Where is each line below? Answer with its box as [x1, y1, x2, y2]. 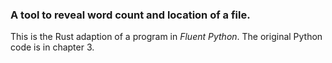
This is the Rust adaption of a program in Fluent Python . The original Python [10, 31, 323, 43]
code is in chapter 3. [10, 41, 95, 53]
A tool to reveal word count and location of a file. [10, 8, 251, 22]
